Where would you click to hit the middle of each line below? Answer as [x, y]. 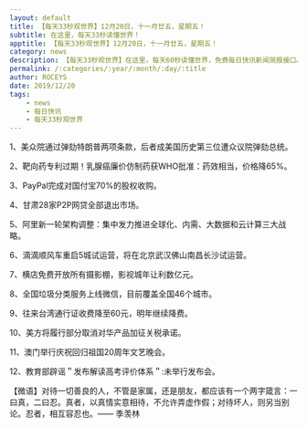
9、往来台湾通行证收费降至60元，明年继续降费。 [101, 313]
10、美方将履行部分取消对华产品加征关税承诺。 [98, 333]
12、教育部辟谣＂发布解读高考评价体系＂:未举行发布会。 [115, 371]
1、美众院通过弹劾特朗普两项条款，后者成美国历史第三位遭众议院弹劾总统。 [151, 147]
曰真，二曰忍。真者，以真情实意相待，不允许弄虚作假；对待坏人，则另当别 [149, 402]
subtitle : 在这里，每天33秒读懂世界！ [75, 35]
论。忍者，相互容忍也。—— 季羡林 [74, 414]
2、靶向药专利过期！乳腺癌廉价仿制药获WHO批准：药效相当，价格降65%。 [151, 166]
